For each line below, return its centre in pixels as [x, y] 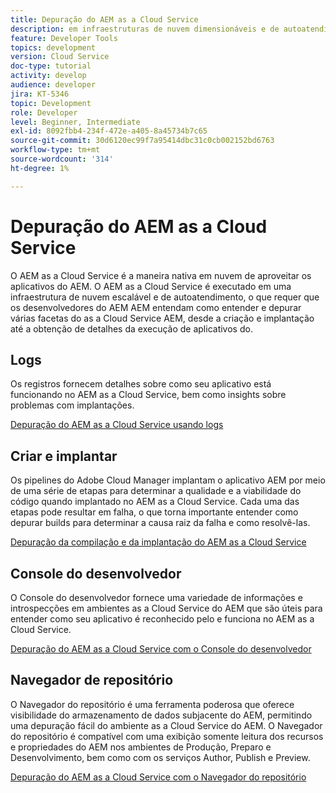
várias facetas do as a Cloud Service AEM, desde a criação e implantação [162, 318]
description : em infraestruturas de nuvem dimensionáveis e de [145, 29]
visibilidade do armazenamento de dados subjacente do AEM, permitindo [161, 715]
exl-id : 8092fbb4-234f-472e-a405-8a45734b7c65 [109, 131]
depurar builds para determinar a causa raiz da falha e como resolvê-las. [160, 523]
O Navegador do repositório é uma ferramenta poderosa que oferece [152, 704]
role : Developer [44, 112]
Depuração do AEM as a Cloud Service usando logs [117, 425]
